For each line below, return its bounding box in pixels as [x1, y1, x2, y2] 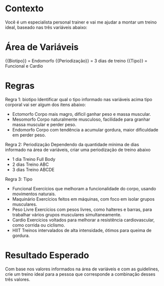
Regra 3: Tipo [5, 176, 33, 182]
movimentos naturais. [12, 191, 56, 197]
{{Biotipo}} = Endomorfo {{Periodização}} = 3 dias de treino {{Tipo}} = [5, 57, 148, 64]
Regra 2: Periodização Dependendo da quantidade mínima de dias [5, 141, 139, 147]
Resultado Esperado [5, 250, 89, 260]
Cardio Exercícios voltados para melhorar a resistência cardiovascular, [12, 217, 155, 223]
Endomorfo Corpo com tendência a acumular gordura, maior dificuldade [12, 127, 159, 132]
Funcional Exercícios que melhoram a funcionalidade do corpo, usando [12, 185, 156, 191]
